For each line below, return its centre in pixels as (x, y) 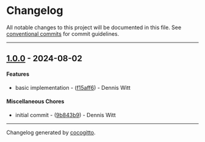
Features (18, 74)
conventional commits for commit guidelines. (63, 33)
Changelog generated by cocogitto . (51, 132)
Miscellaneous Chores (35, 101)
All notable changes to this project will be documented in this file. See (94, 27)
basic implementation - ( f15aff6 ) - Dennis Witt (73, 87)
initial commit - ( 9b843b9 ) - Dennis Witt (65, 115)
